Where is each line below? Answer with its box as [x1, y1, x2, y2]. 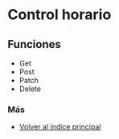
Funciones [7, 38, 62, 51]
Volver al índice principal [18, 122, 101, 132]
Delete [18, 84, 42, 93]
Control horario [7, 6, 112, 24]
